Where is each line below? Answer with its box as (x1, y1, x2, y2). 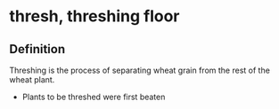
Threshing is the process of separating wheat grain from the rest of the (9, 65, 270, 75)
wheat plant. (9, 74, 55, 85)
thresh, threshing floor (9, 6, 180, 27)
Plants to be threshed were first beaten (21, 91, 166, 102)
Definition (9, 42, 65, 57)
